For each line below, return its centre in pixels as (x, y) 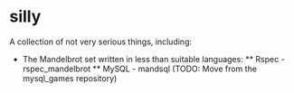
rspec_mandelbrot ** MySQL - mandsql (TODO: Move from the (140, 69)
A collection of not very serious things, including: (101, 42)
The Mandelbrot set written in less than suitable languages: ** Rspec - (153, 59)
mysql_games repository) (70, 78)
